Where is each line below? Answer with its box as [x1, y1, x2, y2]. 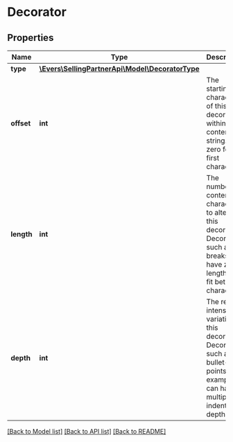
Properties [7, 32, 54, 44]
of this [206, 101, 227, 111]
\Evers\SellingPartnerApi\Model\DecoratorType [39, 64, 200, 73]
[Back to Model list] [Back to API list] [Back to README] [7, 427, 166, 435]
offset [10, 118, 31, 128]
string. [206, 136, 227, 145]
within [206, 118, 227, 128]
